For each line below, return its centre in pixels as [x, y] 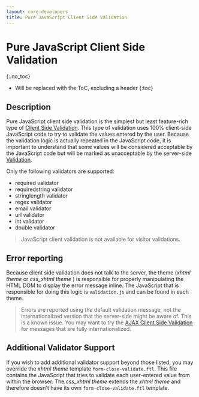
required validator [37, 183]
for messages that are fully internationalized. [76, 329]
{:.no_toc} [18, 76]
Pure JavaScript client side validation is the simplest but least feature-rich [97, 121]
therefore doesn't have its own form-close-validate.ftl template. [88, 387]
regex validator [33, 202]
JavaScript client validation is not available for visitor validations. [101, 239]
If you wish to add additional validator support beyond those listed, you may [100, 362]
